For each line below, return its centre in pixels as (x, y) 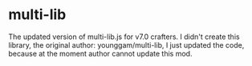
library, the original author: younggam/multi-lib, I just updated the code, (126, 45)
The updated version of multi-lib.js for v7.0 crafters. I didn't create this (124, 37)
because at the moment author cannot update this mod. (100, 53)
